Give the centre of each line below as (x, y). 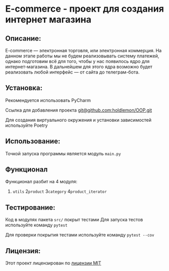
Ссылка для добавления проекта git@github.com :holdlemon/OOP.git (79, 110)
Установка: (24, 88)
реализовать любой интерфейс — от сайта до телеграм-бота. (72, 72)
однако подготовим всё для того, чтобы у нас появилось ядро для (77, 61)
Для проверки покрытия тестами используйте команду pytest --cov (80, 235)
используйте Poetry (27, 125)
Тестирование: (30, 207)
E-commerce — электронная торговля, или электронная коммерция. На (83, 50)
